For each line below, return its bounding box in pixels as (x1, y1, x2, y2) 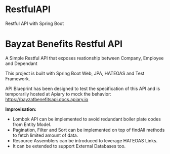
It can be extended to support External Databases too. (12, 143, 126, 149)
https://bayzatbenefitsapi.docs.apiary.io (5, 96, 89, 102)
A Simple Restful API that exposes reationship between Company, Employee (5, 55, 164, 61)
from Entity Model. (12, 121, 52, 128)
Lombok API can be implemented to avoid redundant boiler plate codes (12, 116, 161, 122)
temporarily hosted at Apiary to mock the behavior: (5, 90, 112, 97)
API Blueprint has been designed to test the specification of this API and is (5, 85, 160, 91)
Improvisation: (5, 106, 37, 112)
